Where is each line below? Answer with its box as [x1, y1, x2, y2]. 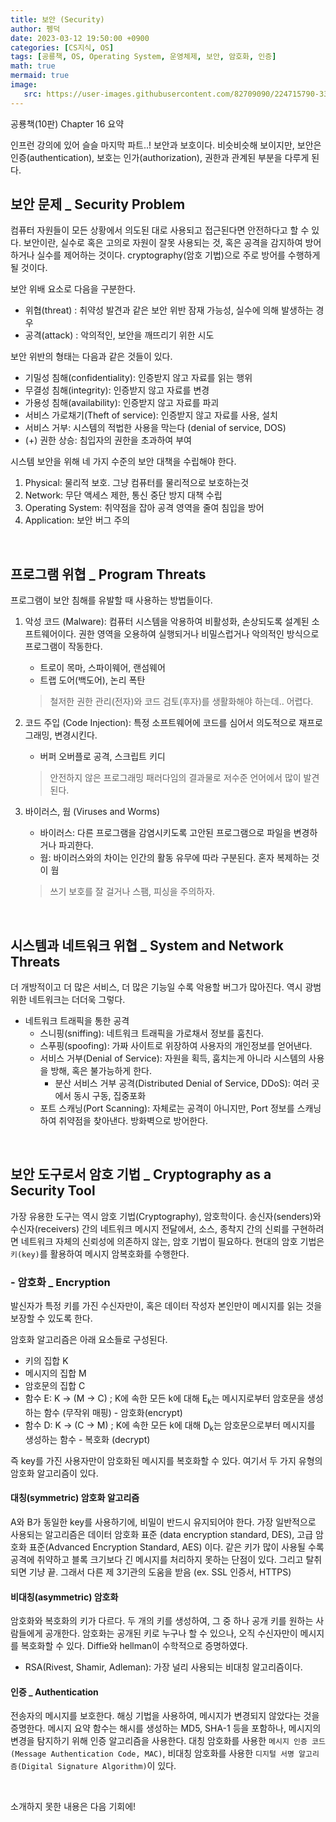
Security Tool [10, 1182, 96, 1200]
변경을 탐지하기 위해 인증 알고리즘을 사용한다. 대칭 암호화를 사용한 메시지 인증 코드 [10, 1735, 326, 1747]
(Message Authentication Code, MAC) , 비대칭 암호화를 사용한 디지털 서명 [10, 1747, 295, 1760]
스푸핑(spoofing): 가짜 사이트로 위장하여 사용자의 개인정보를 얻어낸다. [39, 1040, 313, 1052]
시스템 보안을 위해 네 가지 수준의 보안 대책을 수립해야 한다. [10, 456, 237, 468]
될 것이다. [10, 262, 48, 274]
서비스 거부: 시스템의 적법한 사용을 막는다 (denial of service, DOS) [24, 422, 287, 434]
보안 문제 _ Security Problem [10, 196, 186, 213]
